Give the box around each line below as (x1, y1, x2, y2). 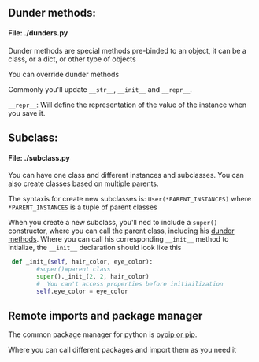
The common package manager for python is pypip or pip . (8, 330, 198, 339)
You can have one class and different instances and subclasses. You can (8, 171, 244, 180)
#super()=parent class (36, 265, 111, 274)
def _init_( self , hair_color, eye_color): (11, 258, 154, 266)
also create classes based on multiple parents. (8, 179, 159, 188)
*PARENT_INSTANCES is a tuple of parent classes (8, 202, 157, 212)
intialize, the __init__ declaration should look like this (8, 243, 182, 253)
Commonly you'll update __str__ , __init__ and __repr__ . (8, 84, 193, 94)
